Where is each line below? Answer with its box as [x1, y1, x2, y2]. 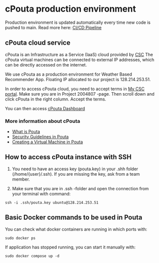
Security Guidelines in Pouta [12, 134, 69, 140]
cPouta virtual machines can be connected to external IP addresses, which [5, 57, 155, 63]
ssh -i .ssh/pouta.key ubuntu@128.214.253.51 [5, 200, 98, 205]
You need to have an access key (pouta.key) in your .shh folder [12, 166, 138, 172]
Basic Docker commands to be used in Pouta [5, 214, 143, 222]
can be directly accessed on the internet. [5, 62, 87, 67]
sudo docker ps [5, 235, 36, 241]
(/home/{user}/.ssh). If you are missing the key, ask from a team [12, 171, 140, 177]
